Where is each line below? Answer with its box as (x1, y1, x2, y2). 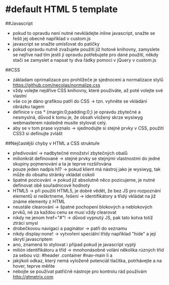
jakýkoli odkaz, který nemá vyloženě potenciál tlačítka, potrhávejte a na (12, 257, 162, 264)
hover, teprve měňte (12, 263, 55, 269)
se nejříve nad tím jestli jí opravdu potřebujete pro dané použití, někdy (12, 52, 159, 58)
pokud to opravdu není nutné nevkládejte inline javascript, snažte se (12, 30, 155, 36)
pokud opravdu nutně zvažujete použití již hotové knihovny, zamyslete (12, 46, 160, 52)
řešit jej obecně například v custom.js (12, 35, 91, 42)
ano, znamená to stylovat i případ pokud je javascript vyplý (12, 241, 136, 248)
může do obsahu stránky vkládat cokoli (12, 171, 95, 178)
